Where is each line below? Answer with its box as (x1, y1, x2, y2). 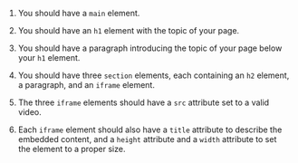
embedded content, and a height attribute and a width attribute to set (17, 134, 277, 144)
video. (17, 107, 43, 117)
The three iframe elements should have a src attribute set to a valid (17, 97, 270, 108)
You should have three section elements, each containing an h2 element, (17, 70, 290, 81)
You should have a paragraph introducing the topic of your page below (17, 43, 283, 53)
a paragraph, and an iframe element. (17, 80, 156, 90)
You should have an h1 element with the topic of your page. (17, 25, 240, 35)
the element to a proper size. (17, 144, 126, 154)
